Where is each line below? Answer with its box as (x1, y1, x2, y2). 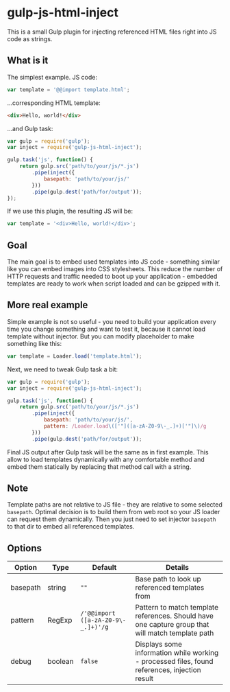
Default (92, 563, 117, 573)
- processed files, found (135, 657, 214, 667)
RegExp (47, 616, 73, 625)
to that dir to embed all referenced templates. (7, 522, 135, 531)
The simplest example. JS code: (7, 73, 98, 81)
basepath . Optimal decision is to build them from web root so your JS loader (7, 508, 220, 516)
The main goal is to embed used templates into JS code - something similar (7, 257, 220, 266)
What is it (7, 55, 49, 67)
